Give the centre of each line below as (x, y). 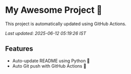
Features (19, 49)
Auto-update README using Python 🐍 (51, 61)
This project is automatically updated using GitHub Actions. (66, 24)
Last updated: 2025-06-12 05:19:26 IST (46, 33)
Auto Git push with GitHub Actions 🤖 (49, 66)
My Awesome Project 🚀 (54, 10)
